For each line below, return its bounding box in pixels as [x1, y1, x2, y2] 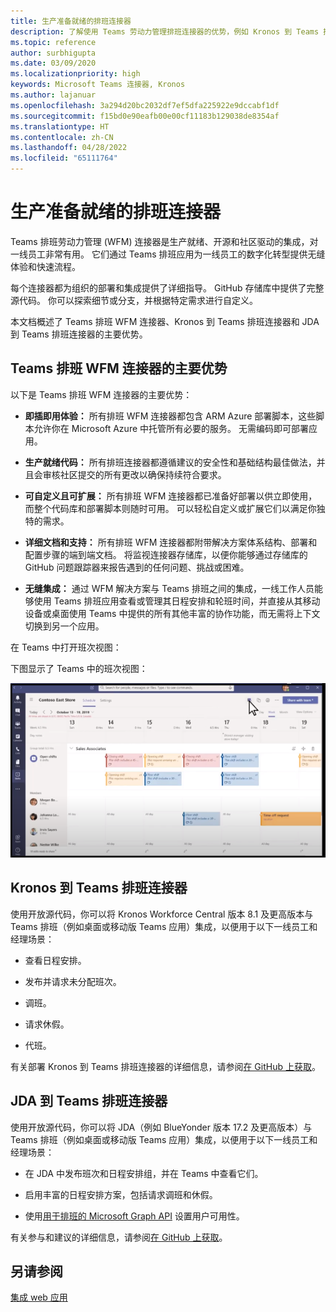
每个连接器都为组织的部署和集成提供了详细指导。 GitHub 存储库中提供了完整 [10, 281, 325, 294]
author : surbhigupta [10, 48, 97, 58]
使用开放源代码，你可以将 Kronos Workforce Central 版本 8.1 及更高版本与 [10, 908, 314, 920]
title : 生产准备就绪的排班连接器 [10, 16, 132, 26]
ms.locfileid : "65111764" [10, 153, 118, 164]
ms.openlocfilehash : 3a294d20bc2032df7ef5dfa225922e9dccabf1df [10, 100, 280, 110]
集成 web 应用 [10, 1291, 68, 1304]
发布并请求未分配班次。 [24, 975, 122, 987]
